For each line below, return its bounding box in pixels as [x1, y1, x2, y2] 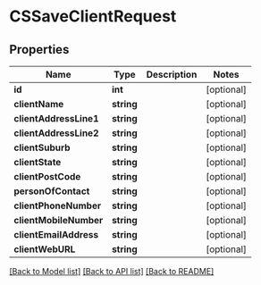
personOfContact [13, 185, 90, 197]
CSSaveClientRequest [9, 6, 177, 27]
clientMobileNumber [13, 214, 104, 226]
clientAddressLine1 [13, 113, 99, 124]
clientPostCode [13, 171, 81, 182]
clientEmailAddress [13, 229, 99, 240]
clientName [13, 98, 64, 110]
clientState [13, 156, 62, 168]
